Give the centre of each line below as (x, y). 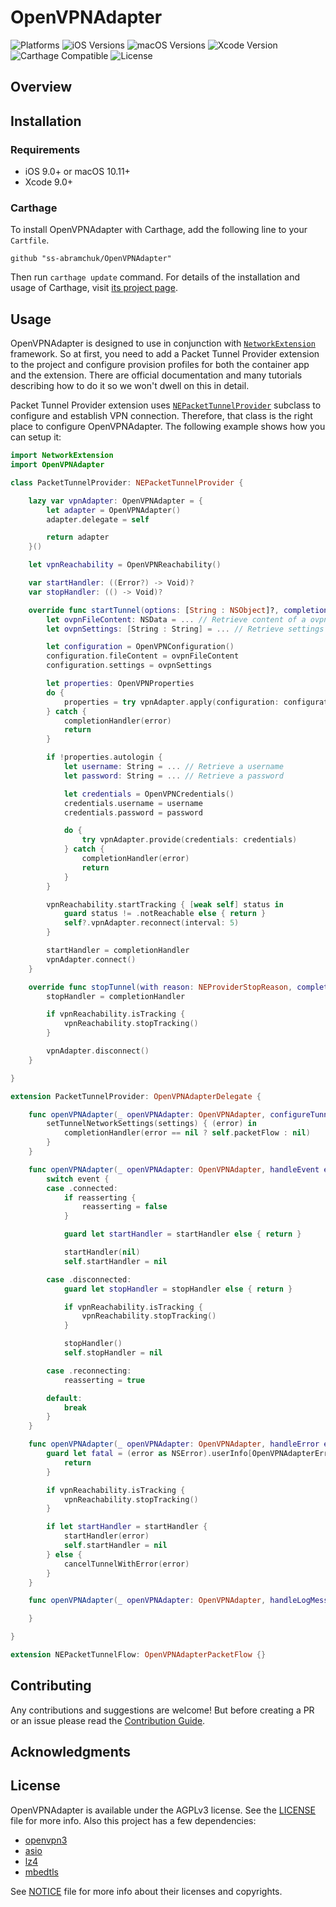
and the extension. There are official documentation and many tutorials (156, 375)
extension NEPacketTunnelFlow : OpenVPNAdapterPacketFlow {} (138, 1655)
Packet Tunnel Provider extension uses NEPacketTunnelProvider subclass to (166, 405)
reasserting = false (124, 1207)
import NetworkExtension (62, 456)
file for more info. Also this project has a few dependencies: (133, 1820)
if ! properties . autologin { (104, 757)
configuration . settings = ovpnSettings (129, 666)
